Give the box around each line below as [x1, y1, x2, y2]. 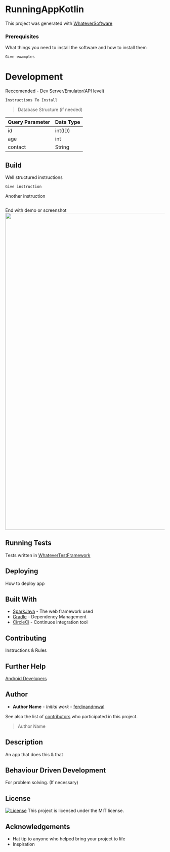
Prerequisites [5, 33, 39, 40]
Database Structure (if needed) [17, 106, 83, 113]
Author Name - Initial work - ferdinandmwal [12, 703, 105, 710]
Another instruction [5, 193, 46, 199]
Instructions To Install [5, 98, 58, 103]
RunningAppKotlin [5, 4, 84, 15]
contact [8, 143, 26, 151]
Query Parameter [8, 119, 51, 126]
